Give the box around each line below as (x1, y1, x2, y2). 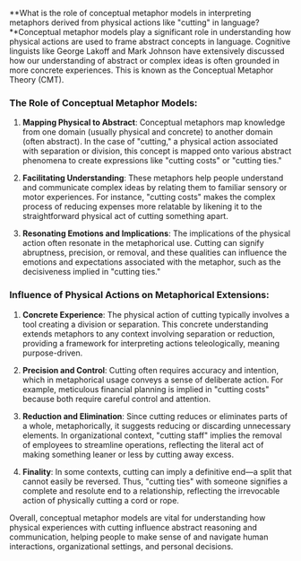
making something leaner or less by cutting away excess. (21, 449, 235, 460)
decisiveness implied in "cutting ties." (21, 267, 161, 277)
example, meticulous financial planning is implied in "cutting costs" (21, 383, 270, 394)
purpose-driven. (21, 347, 83, 358)
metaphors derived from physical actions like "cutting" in (9, 17, 219, 28)
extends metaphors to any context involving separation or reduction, (21, 328, 276, 339)
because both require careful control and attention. (21, 393, 211, 404)
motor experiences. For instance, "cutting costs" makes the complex (21, 192, 276, 203)
